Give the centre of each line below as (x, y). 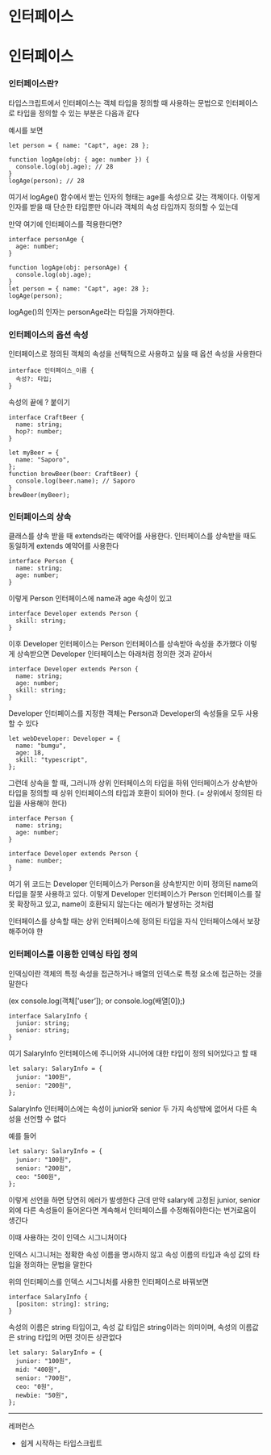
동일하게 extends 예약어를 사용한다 (64, 546)
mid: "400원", (39, 1369)
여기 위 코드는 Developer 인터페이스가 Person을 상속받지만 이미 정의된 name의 (133, 884)
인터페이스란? (33, 84)
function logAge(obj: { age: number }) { (79, 159)
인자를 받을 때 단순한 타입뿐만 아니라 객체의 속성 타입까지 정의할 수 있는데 (123, 207)
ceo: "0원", (35, 1386)
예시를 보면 (26, 130)
